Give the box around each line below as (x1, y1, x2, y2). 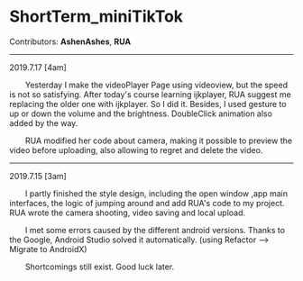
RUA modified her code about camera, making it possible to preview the (25, 135, 293, 146)
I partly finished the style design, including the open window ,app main (25, 187, 289, 199)
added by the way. (9, 117, 78, 128)
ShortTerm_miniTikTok (9, 6, 183, 27)
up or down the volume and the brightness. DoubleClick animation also (9, 108, 273, 119)
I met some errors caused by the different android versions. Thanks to (25, 224, 286, 235)
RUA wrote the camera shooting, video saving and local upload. (9, 207, 246, 218)
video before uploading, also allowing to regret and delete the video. (9, 144, 263, 155)
